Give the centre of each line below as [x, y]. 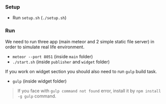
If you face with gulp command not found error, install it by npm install [89, 91]
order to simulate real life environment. [45, 47]
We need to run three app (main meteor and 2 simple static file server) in [80, 41]
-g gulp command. [37, 96]
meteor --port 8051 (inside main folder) [53, 56]
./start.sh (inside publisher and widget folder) [61, 62]
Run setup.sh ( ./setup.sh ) [39, 18]
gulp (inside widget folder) [39, 81]
